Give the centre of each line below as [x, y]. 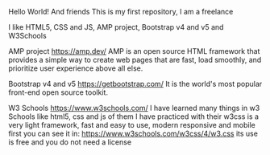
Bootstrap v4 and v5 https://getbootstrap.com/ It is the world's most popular [135, 84]
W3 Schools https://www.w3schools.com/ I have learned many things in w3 [134, 108]
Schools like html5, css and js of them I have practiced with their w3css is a [134, 116]
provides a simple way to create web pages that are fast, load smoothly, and [135, 60]
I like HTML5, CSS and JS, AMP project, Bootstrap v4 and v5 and [116, 27]
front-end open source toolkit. [58, 92]
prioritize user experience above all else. [76, 68]
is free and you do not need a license [70, 142]
